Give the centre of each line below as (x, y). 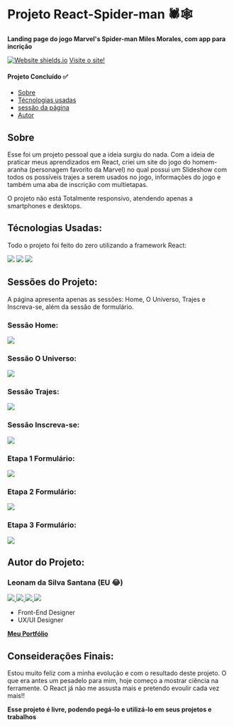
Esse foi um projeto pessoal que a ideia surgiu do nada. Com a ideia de (111, 154)
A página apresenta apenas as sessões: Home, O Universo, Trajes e (106, 299)
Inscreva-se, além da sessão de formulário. (71, 307)
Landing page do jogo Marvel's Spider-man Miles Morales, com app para (117, 39)
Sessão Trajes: (33, 392)
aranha (18, 169)
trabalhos (22, 717)
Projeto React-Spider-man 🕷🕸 (100, 15)
